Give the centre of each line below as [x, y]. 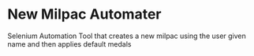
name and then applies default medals [69, 44]
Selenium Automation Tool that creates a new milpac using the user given [127, 36]
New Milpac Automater [84, 14]
